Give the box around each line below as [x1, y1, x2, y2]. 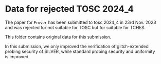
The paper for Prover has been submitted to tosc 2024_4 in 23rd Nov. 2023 [5, 19, 157, 25]
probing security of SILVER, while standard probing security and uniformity [5, 48, 155, 54]
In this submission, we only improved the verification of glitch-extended [5, 43, 149, 49]
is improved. [5, 53, 30, 59]
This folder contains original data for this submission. [5, 34, 111, 40]
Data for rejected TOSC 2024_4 [5, 3, 134, 15]
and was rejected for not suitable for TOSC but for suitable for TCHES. [5, 24, 146, 30]
